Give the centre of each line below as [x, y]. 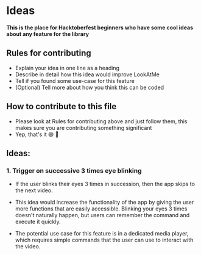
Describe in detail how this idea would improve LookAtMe [87, 74]
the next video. [34, 190]
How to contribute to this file [62, 106]
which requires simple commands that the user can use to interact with [104, 240]
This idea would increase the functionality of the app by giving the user [104, 203]
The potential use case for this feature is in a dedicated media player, [102, 234]
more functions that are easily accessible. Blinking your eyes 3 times [101, 209]
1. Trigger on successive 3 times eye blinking [74, 170]
